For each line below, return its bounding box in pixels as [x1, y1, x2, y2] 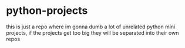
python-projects [6, 4, 88, 17]
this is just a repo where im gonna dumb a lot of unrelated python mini [6, 23, 176, 30]
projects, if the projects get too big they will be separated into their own [6, 29, 179, 36]
